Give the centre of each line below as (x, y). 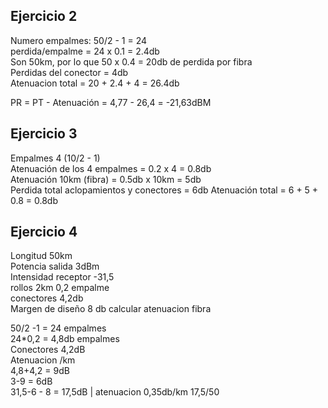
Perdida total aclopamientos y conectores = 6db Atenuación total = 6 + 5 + (164, 190)
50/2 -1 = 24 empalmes (58, 328)
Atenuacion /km (43, 360)
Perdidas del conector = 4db (69, 72)
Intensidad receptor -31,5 (62, 277)
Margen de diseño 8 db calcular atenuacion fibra (111, 309)
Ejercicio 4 (44, 232)
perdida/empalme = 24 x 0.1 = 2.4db (85, 51)
